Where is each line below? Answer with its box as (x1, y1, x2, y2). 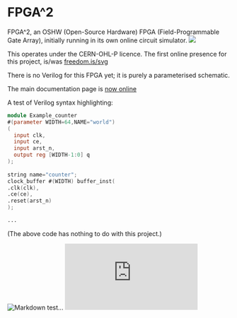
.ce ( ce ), (7, 191, 33, 198)
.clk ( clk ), (7, 184, 40, 192)
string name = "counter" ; (7, 171, 78, 178)
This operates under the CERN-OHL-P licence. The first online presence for (7, 49, 227, 58)
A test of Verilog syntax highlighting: (7, 98, 113, 107)
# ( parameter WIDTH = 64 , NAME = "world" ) (7, 118, 115, 126)
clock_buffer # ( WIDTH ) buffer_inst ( (7, 177, 115, 184)
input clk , (13, 131, 46, 139)
